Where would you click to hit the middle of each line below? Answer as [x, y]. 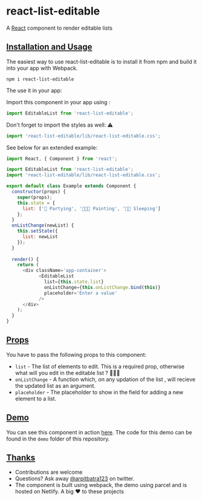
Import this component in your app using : [58, 102]
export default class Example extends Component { [71, 186]
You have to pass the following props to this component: [76, 354]
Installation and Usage [49, 47]
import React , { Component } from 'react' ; [62, 159]
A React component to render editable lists [60, 28]
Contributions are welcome [49, 472]
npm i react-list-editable [40, 79]
